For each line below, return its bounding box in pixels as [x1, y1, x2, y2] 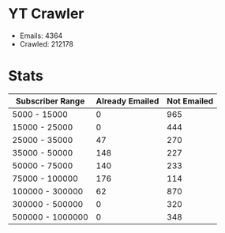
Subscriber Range [15, 96, 85, 107]
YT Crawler [8, 5, 84, 23]
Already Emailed [96, 96, 159, 107]
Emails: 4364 [19, 31, 63, 40]
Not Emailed [167, 96, 214, 107]
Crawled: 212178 [19, 39, 73, 48]
